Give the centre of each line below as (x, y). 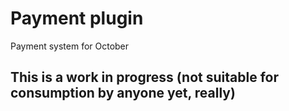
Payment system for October (70, 46)
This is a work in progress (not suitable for (144, 77)
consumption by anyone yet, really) (123, 93)
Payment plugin (77, 18)
